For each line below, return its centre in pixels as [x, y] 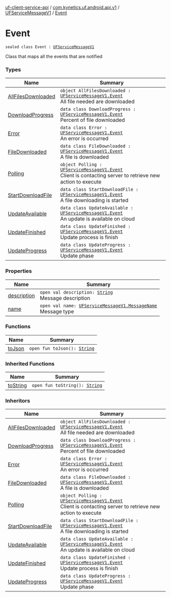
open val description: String [76, 292]
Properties [19, 271]
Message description [65, 298]
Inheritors [18, 401]
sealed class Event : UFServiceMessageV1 [50, 47]
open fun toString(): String [67, 385]
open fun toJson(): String [62, 348]
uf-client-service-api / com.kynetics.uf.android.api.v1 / [62, 7]
